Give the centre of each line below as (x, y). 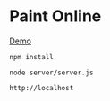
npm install (31, 57)
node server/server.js (51, 73)
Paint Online (55, 16)
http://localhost (42, 88)
